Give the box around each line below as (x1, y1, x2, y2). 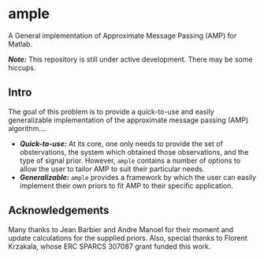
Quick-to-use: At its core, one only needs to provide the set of (19, 139, 223, 148)
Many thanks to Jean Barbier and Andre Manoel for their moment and (8, 224, 234, 234)
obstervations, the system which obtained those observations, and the (19, 147, 249, 156)
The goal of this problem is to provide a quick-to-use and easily (8, 107, 214, 116)
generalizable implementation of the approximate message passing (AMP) (8, 115, 249, 125)
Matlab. (8, 39, 33, 48)
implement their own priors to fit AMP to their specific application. (19, 181, 234, 190)
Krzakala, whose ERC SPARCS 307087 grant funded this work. (8, 242, 211, 251)
